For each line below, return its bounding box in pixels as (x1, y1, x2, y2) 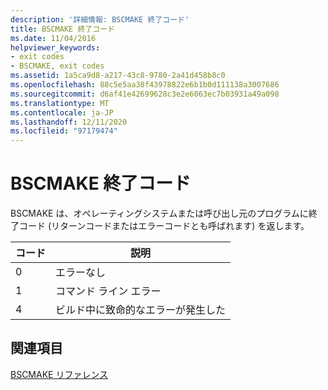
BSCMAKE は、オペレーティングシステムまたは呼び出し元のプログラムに (10, 207, 309, 220)
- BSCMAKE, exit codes (10, 61, 105, 71)
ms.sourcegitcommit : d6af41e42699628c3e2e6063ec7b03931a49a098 (10, 89, 280, 99)
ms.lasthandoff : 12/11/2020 (10, 117, 128, 127)
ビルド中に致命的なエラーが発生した (55, 303, 227, 317)
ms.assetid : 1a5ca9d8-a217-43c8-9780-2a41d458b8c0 (10, 71, 226, 81)
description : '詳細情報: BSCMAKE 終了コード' (10, 14, 190, 25)
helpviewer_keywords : (10, 42, 101, 53)
